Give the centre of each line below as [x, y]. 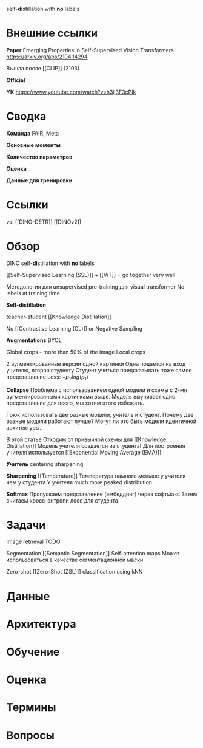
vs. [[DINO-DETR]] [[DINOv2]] [44, 222]
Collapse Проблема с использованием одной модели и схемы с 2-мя [97, 390]
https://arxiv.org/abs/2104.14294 [47, 57]
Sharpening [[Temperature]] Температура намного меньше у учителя [96, 476]
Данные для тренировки [39, 180]
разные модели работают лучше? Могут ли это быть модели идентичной [101, 421]
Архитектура [42, 624]
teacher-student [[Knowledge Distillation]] [59, 317]
